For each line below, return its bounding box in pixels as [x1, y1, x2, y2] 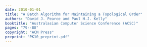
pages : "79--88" [5, 25, 39, 30]
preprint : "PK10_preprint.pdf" [5, 35, 70, 40]
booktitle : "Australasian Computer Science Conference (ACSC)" [5, 21, 139, 26]
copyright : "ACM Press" [5, 30, 54, 35]
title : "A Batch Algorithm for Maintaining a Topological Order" [5, 12, 143, 17]
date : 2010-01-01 [5, 7, 41, 12]
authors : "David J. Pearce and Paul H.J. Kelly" [5, 16, 107, 21]
